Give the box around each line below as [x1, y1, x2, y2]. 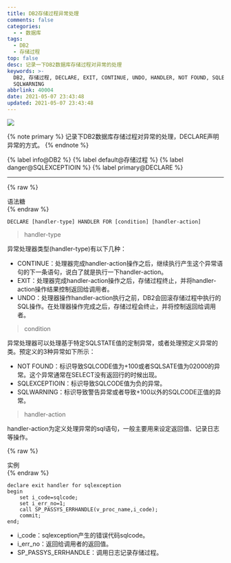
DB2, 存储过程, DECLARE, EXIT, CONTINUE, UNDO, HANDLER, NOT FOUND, [13, 74, 210, 81]
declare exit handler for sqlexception [7, 482, 122, 489]
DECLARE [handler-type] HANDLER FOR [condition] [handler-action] [7, 218, 201, 225]
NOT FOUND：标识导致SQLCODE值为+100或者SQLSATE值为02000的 [16, 362, 214, 370]
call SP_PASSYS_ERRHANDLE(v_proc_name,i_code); [19, 506, 158, 513]
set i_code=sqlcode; [19, 493, 78, 501]
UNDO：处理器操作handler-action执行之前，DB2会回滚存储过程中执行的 [16, 293, 221, 301]
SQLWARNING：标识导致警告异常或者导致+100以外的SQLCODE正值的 [16, 387, 215, 396]
